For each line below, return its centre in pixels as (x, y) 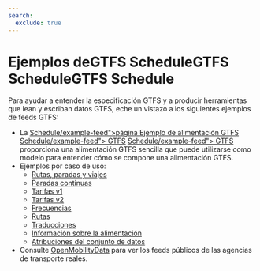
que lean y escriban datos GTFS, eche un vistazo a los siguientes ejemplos (130, 109)
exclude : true (38, 23)
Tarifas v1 (47, 191)
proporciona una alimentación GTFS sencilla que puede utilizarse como (135, 149)
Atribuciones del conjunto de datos (88, 242)
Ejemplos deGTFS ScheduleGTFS (119, 62)
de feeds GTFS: (33, 117)
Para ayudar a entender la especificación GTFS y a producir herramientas (128, 100)
